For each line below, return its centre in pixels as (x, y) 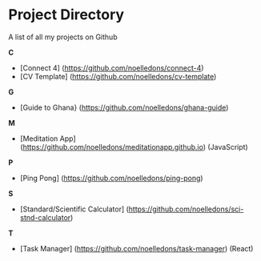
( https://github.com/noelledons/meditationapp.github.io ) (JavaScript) (134, 147)
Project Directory (66, 15)
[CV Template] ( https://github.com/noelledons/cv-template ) (118, 76)
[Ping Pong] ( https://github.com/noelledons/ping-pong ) (111, 178)
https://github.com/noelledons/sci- (186, 209)
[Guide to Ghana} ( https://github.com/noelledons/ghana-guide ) (124, 107)
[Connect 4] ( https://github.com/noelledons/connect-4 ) (112, 68)
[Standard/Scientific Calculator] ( (74, 209)
